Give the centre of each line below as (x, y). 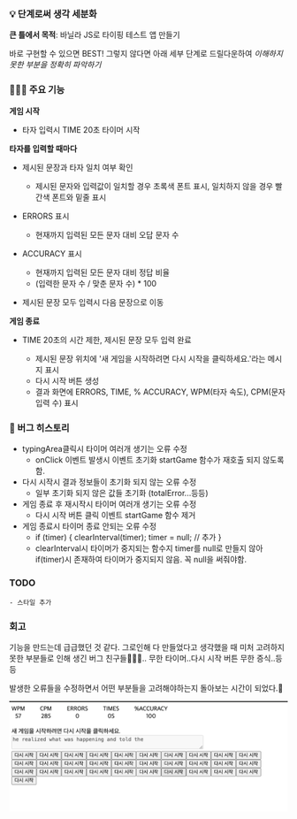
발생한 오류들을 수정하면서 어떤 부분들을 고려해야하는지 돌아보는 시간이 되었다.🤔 (146, 688)
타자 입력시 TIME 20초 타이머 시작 (81, 129)
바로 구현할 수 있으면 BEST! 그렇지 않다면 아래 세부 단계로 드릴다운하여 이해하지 (146, 54)
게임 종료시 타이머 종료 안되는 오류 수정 (89, 526)
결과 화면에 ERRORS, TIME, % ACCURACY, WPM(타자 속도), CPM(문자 (160, 392)
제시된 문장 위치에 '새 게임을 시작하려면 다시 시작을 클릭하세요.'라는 (150, 358)
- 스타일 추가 (30, 603)
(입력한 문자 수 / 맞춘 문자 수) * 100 (96, 283)
